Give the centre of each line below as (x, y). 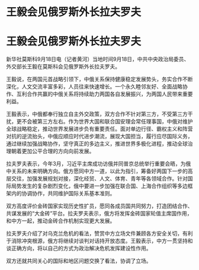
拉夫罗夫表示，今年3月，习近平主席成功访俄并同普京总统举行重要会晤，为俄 (99, 164)
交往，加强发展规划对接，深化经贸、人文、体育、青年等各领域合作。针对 (99, 179)
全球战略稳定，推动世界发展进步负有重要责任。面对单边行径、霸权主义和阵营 (99, 129)
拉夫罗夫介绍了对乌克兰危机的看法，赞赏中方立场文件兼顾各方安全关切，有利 (99, 234)
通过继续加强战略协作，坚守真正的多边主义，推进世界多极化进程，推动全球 (97, 144)
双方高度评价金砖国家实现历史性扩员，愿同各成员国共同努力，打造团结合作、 (99, 206)
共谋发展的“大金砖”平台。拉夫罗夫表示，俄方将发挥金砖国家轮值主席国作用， (99, 214)
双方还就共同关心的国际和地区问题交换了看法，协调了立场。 (79, 261)
